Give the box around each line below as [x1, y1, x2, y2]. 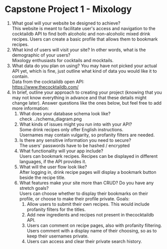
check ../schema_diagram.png [19, 116, 82, 122]
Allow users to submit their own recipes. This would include [26, 201, 149, 207]
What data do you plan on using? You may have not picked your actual [11, 63, 157, 69]
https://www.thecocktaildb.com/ [11, 84, 78, 90]
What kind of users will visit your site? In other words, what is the [11, 47, 146, 53]
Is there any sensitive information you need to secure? [19, 137, 131, 143]
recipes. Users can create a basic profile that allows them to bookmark [11, 36, 158, 42]
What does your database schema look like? [19, 110, 111, 116]
